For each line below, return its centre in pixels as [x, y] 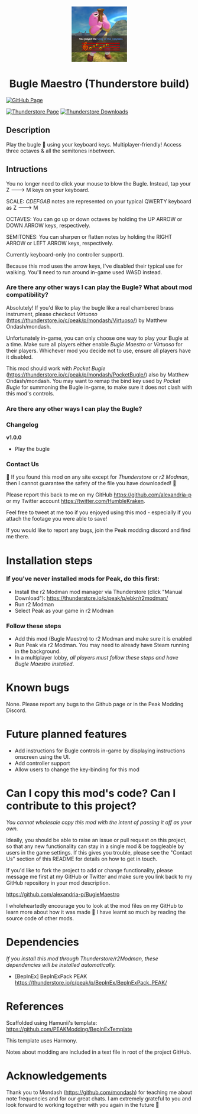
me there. [18, 537]
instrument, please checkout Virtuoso [52, 314]
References [35, 1007]
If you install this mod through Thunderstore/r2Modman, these [82, 959]
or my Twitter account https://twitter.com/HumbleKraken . [76, 501]
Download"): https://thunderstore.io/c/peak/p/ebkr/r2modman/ [91, 598]
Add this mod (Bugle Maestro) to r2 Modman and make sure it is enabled [103, 639]
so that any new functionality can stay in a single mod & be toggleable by [95, 846]
